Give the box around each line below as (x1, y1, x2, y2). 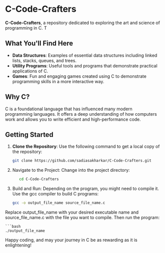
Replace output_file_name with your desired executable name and (5, 209, 139, 215)
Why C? (5, 93, 30, 101)
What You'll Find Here (5, 39, 73, 48)
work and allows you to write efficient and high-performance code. (5, 116, 141, 122)
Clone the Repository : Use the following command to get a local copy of (12, 144, 160, 150)
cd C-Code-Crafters (19, 177, 59, 182)
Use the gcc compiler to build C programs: (12, 191, 99, 197)
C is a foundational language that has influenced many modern (5, 106, 133, 112)
